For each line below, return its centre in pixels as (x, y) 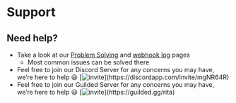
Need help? (32, 38)
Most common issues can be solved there (88, 62)
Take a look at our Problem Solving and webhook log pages (103, 55)
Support (31, 12)
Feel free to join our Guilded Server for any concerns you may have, (116, 84)
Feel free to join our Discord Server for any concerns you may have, (116, 70)
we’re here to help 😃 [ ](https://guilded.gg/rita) (96, 92)
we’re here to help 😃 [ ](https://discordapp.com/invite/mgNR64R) (123, 77)
